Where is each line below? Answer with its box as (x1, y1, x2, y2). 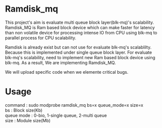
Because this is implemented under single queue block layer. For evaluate (5, 49, 152, 55)
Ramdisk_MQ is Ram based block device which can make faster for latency (5, 24, 155, 30)
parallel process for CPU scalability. (5, 35, 77, 41)
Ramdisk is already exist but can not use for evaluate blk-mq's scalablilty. (5, 44, 152, 50)
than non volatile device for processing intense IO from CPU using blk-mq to (5, 30, 158, 35)
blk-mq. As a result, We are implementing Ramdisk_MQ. (5, 60, 116, 65)
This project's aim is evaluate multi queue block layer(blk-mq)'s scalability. (5, 19, 154, 25)
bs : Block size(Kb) (5, 107, 43, 113)
